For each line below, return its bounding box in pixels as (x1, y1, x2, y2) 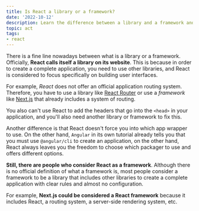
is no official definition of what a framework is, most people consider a (6, 168, 178, 175)
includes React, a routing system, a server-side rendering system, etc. (6, 198, 178, 205)
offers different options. (6, 150, 64, 157)
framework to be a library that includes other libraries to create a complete (6, 174, 188, 181)
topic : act (6, 25, 33, 31)
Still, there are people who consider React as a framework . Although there (6, 161, 191, 168)
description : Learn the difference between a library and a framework (6, 20, 184, 25)
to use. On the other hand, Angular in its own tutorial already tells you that (6, 131, 185, 138)
